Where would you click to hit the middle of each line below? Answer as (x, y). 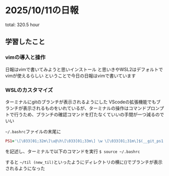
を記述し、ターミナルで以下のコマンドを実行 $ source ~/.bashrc (73, 151)
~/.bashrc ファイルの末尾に (33, 131)
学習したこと (25, 42)
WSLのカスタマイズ (29, 90)
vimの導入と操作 (25, 57)
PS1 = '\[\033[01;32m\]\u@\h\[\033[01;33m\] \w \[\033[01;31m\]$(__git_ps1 (84, 141)
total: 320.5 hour (22, 24)
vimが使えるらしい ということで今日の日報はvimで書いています (71, 76)
